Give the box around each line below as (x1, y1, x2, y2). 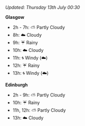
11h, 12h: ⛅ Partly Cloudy (12, 107, 66, 113)
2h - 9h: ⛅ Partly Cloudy (12, 92, 65, 98)
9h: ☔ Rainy (12, 40, 38, 45)
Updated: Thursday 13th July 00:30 (5, 5, 80, 10)
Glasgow (5, 14, 24, 20)
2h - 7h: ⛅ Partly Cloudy (12, 24, 65, 30)
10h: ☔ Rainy (12, 100, 40, 106)
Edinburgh (5, 82, 28, 88)
